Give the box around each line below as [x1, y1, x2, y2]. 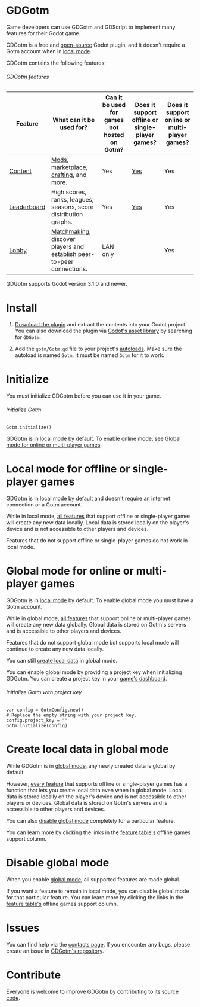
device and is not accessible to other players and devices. [6, 526, 149, 533]
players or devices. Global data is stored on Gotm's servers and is [6, 800, 168, 807]
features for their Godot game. [6, 29, 81, 36]
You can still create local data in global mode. [6, 657, 118, 664]
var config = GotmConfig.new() [6, 707, 84, 713]
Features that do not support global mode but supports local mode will [6, 639, 179, 646]
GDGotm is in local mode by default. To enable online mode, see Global [6, 435, 181, 443]
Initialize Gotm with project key [6, 688, 82, 695]
